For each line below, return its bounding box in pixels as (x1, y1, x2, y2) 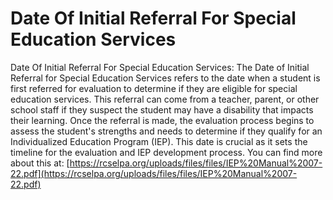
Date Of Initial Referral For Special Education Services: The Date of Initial (10, 61, 310, 73)
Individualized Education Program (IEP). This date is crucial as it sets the (10, 135, 308, 147)
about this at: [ (10, 157, 70, 169)
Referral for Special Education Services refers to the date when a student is (10, 72, 321, 84)
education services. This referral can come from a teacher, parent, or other (10, 93, 320, 105)
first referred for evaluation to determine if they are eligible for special (10, 82, 298, 94)
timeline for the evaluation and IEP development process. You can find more (10, 146, 323, 158)
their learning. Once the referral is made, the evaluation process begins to (10, 114, 315, 126)
